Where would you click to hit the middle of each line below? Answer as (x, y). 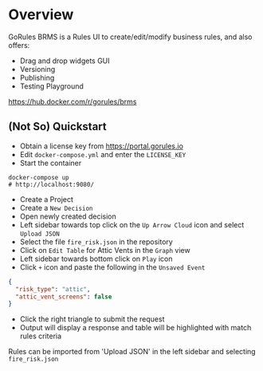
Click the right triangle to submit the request (92, 319)
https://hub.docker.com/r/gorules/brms (73, 101)
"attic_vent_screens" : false (64, 297)
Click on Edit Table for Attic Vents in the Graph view (105, 250)
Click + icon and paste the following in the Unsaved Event (112, 267)
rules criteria (41, 336)
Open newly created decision (68, 216)
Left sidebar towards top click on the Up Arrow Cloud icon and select (132, 224)
